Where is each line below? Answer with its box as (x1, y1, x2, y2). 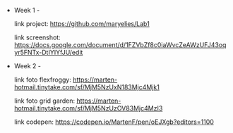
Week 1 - (13, 6, 40, 14)
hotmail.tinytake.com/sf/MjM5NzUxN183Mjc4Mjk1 (13, 83, 160, 91)
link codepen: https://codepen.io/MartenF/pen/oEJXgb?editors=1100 (13, 118, 214, 126)
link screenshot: (13, 33, 61, 42)
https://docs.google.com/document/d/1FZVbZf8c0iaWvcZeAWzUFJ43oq (13, 41, 227, 49)
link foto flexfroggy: (13, 75, 72, 84)
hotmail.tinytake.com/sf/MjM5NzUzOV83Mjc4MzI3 (13, 104, 163, 112)
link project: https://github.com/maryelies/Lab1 (13, 20, 150, 27)
